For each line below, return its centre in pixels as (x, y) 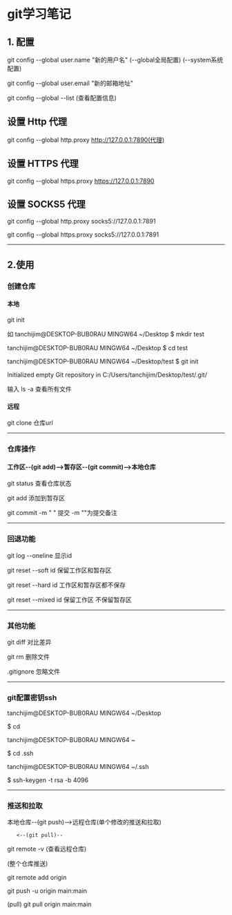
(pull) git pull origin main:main (49, 905)
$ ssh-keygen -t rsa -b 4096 (48, 780)
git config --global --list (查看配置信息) (62, 98)
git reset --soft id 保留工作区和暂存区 (59, 570)
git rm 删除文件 (29, 656)
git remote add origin (37, 878)
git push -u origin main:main (47, 891)
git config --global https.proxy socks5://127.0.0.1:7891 (83, 235)
